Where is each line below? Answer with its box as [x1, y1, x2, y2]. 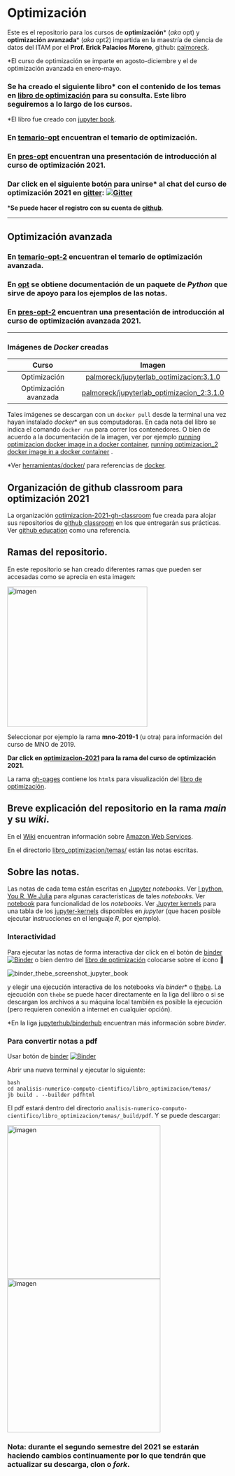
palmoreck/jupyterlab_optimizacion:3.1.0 [85, 372, 221, 382]
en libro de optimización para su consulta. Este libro [7, 90, 187, 100]
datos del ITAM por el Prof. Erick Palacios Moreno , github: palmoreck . [7, 43, 210, 51]
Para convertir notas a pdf [7, 1036, 98, 1046]
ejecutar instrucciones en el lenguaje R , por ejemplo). [7, 915, 161, 923]
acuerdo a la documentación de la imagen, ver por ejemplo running [7, 433, 201, 441]
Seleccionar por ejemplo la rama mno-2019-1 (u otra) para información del [7, 732, 222, 741]
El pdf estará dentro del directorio [7, 1104, 105, 1112]
